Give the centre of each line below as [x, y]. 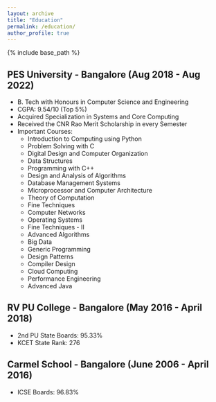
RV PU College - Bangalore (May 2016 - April [105, 308]
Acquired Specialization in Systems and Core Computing [98, 117]
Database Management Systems [74, 183]
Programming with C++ [61, 168]
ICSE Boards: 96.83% [48, 392]
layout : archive [30, 14]
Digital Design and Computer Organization [88, 154]
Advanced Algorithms [58, 235]
